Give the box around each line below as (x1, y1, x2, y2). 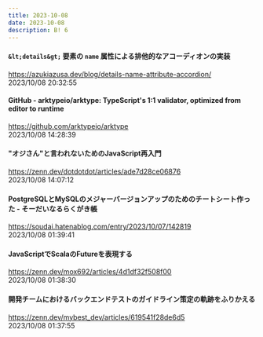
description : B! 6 (8, 26, 68, 34)
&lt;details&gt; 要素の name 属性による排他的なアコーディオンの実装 (8, 51, 231, 60)
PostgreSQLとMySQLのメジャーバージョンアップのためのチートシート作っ (8, 194, 251, 203)
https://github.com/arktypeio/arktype (8, 121, 129, 130)
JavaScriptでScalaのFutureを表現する (8, 249, 133, 258)
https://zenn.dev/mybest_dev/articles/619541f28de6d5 (8, 312, 185, 322)
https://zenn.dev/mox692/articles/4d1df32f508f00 (8, 267, 172, 277)
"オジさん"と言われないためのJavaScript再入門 (8, 148, 163, 158)
